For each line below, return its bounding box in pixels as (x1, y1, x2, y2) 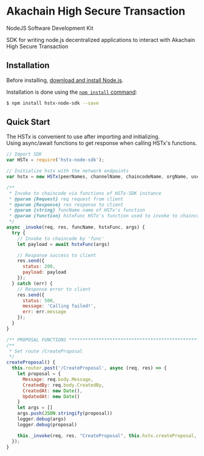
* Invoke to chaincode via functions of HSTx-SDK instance (8, 190, 162, 196)
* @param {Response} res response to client (8, 202, 123, 208)
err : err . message (22, 309, 67, 315)
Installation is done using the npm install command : (6, 88, 138, 96)
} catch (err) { (12, 280, 53, 287)
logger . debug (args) (17, 416, 67, 423)
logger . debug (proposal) (17, 421, 78, 427)
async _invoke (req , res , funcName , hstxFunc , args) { (6, 224, 146, 231)
